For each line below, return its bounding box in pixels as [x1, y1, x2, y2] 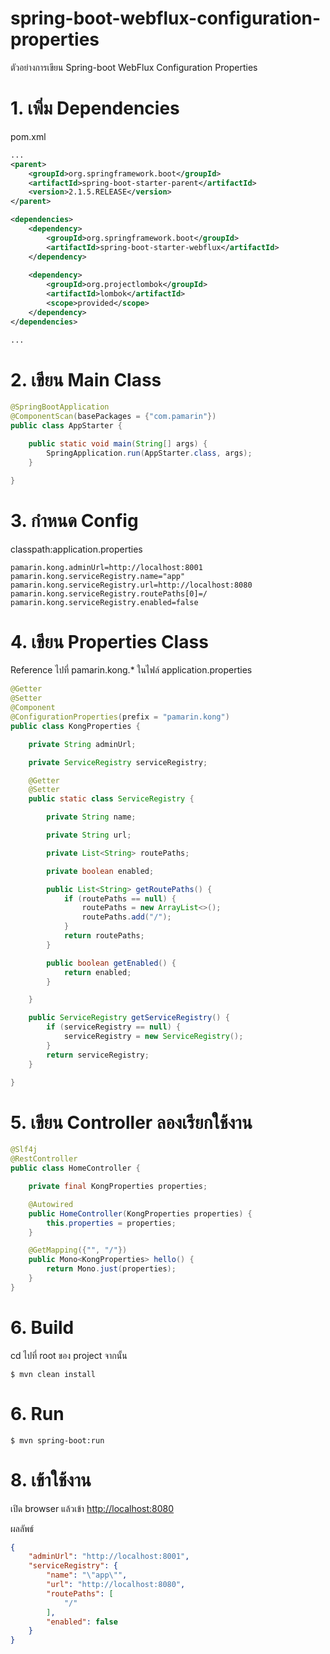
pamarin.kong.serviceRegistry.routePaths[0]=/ [10, 588, 208, 599]
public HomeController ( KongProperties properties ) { [28, 1208, 253, 1219]
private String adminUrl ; [28, 739, 137, 749]
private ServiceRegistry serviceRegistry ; [28, 757, 208, 767]
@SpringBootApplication [10, 402, 110, 412]
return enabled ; [63, 967, 132, 977]
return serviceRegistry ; [46, 1050, 150, 1060]
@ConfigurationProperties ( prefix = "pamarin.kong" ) [10, 712, 230, 722]
